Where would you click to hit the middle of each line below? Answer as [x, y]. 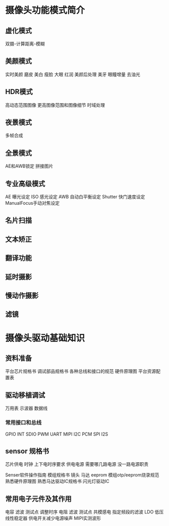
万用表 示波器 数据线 [26, 408]
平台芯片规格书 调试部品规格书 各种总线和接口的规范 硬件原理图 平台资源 [81, 371]
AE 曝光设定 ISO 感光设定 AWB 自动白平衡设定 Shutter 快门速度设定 [75, 197]
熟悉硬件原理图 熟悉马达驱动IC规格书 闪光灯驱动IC [57, 481]
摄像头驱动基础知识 [45, 338]
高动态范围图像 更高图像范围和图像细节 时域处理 [55, 105]
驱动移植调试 [25, 395]
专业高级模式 [25, 183]
